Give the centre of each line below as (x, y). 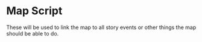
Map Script (34, 11)
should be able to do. (33, 33)
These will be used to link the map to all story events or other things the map (101, 27)
